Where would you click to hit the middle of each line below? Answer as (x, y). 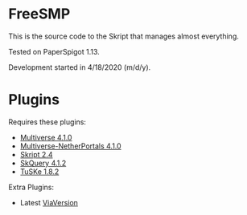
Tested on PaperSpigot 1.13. (54, 51)
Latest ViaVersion (49, 202)
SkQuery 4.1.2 (43, 163)
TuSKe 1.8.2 (39, 171)
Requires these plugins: (47, 122)
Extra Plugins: (31, 187)
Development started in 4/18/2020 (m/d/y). (80, 67)
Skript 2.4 (36, 154)
